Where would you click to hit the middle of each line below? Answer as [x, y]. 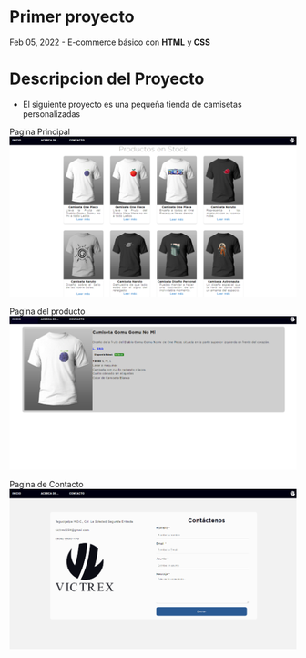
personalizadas [51, 114]
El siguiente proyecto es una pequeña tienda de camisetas [133, 104]
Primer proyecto [72, 17]
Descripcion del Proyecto [107, 79]
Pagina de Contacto [46, 485]
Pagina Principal [40, 131]
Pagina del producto [47, 311]
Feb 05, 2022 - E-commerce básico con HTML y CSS [110, 42]
